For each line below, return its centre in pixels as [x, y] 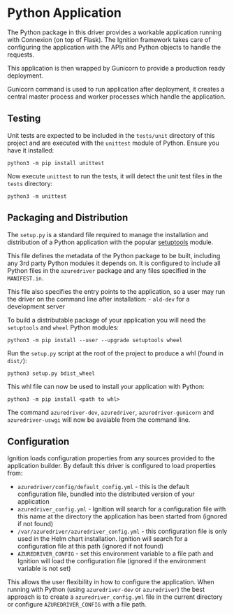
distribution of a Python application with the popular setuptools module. [110, 242]
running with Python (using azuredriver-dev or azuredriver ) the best [106, 590]
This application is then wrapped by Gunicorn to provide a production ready [116, 68]
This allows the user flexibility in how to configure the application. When [111, 582]
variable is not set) [44, 569]
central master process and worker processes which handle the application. [116, 97]
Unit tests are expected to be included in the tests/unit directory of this [111, 135]
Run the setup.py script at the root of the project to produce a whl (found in [115, 353]
